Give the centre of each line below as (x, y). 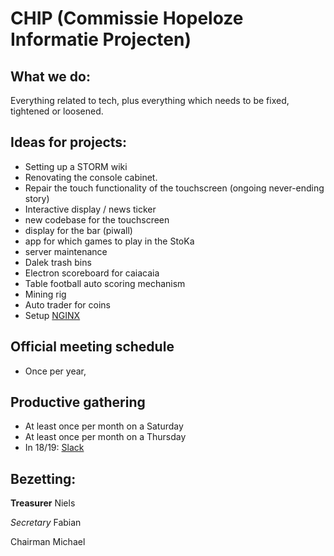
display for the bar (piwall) (78, 230)
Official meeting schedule (92, 347)
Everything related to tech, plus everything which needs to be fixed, (150, 100)
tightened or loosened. (57, 111)
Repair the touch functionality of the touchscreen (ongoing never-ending (174, 188)
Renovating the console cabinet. (91, 177)
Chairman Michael (48, 542)
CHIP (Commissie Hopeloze (127, 18)
